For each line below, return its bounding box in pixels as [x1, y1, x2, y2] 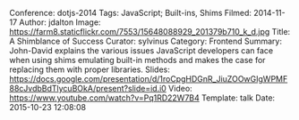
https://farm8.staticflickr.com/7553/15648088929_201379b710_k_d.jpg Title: [9, 27, 291, 36]
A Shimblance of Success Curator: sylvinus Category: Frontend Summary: [9, 36, 282, 46]
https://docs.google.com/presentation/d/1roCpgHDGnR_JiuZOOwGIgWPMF [9, 74, 288, 84]
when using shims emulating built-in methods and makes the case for [9, 55, 266, 65]
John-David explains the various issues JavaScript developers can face [9, 45, 274, 56]
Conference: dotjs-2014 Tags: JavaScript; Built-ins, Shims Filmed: [9, 8, 252, 18]
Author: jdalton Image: [19, 17, 101, 28]
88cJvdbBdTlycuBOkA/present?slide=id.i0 [9, 84, 167, 93]
